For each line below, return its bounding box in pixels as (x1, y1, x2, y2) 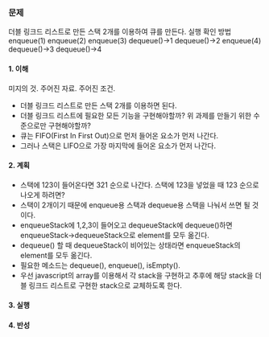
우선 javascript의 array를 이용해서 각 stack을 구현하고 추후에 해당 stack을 (19, 270, 254, 280)
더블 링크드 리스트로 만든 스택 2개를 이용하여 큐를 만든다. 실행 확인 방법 (8, 27, 232, 37)
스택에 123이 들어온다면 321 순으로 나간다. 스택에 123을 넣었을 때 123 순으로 (19, 179, 259, 190)
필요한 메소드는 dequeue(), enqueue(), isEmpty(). (19, 260, 181, 270)
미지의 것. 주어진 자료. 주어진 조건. (8, 83, 116, 93)
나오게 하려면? (19, 190, 66, 199)
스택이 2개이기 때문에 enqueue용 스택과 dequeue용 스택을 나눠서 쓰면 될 (19, 199, 251, 210)
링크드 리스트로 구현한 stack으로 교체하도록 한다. (28, 280, 183, 290)
